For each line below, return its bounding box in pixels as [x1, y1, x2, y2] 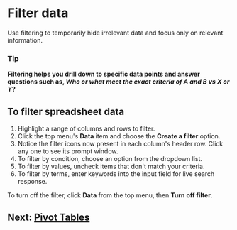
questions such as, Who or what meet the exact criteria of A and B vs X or [7, 77, 230, 86]
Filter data [7, 5, 69, 21]
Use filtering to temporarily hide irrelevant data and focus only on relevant [7, 28, 224, 37]
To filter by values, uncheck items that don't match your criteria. [17, 162, 205, 171]
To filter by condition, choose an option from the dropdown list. [17, 155, 203, 163]
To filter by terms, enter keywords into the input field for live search [17, 170, 215, 178]
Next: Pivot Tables [7, 212, 90, 224]
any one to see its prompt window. [17, 147, 118, 155]
